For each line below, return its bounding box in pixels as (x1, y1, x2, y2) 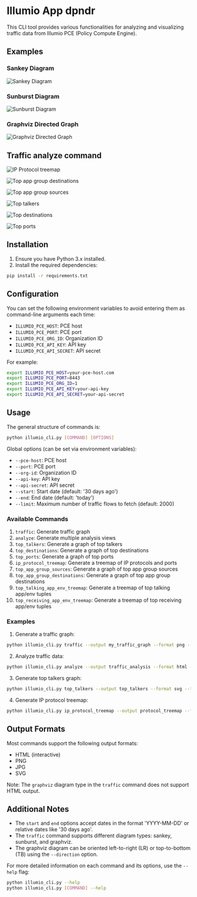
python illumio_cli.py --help (6, 880, 81, 886)
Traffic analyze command (6, 151, 102, 161)
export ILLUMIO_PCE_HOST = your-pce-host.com (6, 370, 115, 376)
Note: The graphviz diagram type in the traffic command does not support (6, 781, 189, 788)
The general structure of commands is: (6, 423, 101, 430)
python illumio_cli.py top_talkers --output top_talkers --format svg (6, 685, 182, 692)
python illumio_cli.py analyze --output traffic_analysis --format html (6, 664, 188, 670)
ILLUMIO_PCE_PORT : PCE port (15, 328, 82, 335)
